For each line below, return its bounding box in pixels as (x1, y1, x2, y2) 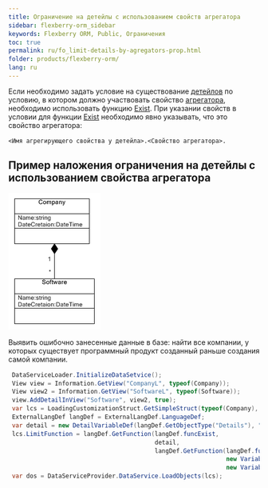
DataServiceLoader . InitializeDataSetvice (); (11, 370, 162, 379)
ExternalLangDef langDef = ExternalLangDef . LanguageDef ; (11, 413, 205, 422)
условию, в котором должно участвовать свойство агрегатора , (8, 94, 226, 104)
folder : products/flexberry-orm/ (8, 55, 120, 63)
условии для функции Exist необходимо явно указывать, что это (8, 112, 228, 122)
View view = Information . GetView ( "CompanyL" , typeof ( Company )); (11, 379, 230, 387)
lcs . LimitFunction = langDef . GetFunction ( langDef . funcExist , (11, 430, 219, 438)
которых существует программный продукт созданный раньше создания (8, 346, 260, 355)
